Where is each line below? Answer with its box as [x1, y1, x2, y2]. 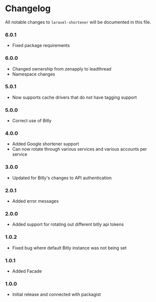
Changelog [5, 3, 51, 14]
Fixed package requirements [12, 43, 70, 48]
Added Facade [12, 268, 42, 274]
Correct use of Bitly [12, 118, 52, 124]
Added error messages [12, 198, 59, 204]
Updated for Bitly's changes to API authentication [12, 175, 112, 181]
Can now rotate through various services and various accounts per [12, 146, 147, 152]
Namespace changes [12, 71, 55, 77]
